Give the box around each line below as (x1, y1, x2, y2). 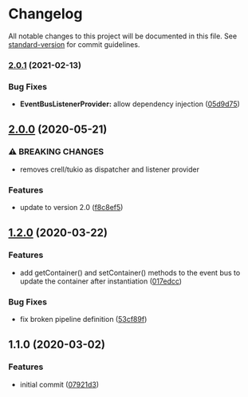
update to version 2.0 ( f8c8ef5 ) (19, 203, 124, 212)
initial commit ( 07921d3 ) (19, 379, 100, 389)
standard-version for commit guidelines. (8, 39, 140, 49)
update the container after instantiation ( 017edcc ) (19, 276, 182, 286)
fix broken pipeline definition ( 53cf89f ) (19, 315, 148, 324)
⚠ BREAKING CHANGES (8, 146, 104, 157)
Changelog (8, 5, 83, 23)
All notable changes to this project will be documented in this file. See (8, 31, 238, 41)
